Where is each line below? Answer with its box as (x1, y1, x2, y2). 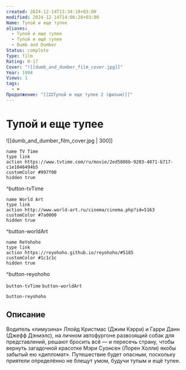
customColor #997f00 (6, 169, 57, 175)
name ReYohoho (6, 239, 41, 245)
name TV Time (6, 148, 39, 155)
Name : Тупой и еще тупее (6, 20, 68, 26)
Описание (6, 310, 46, 320)
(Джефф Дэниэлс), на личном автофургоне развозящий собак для (6, 331, 175, 339)
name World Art (6, 196, 44, 202)
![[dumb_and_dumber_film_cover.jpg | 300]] (6, 137, 113, 144)
